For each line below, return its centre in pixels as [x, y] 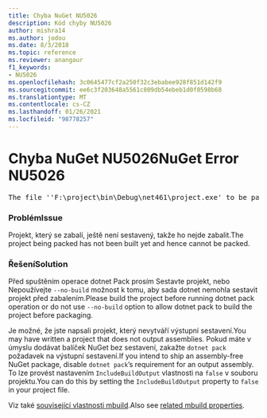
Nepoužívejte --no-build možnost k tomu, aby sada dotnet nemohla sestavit [133, 290]
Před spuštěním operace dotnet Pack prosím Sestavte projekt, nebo [119, 281]
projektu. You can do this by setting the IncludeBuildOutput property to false [133, 381]
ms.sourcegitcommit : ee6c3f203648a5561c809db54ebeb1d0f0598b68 [115, 90]
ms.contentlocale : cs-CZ [49, 104]
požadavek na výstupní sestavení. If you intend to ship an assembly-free [126, 356]
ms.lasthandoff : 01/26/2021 [55, 112]
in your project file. [39, 390]
